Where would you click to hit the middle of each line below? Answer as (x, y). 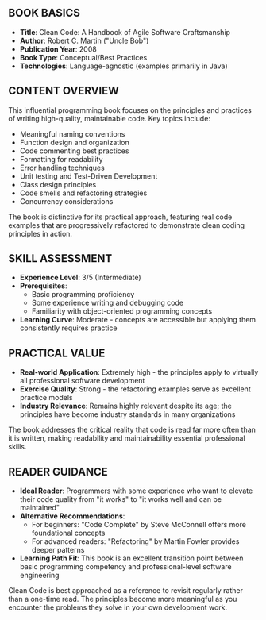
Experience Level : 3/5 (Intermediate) (80, 278)
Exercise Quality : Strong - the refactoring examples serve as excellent (135, 389)
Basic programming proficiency (83, 295)
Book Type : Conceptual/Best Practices (83, 57)
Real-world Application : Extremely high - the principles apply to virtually (139, 372)
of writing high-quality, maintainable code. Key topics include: (109, 118)
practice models (46, 398)
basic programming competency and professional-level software (125, 567)
